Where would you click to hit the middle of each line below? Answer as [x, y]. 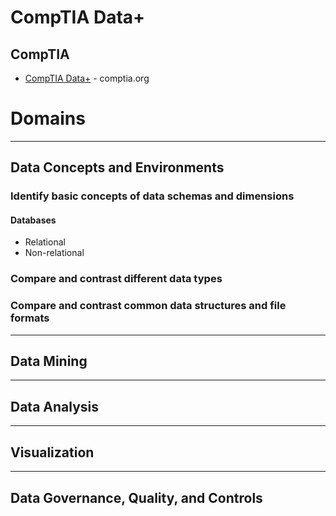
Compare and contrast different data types [116, 279]
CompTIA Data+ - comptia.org [87, 78]
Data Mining [49, 361]
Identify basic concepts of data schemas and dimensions [152, 196]
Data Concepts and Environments [117, 167]
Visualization [52, 452]
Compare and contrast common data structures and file [148, 306]
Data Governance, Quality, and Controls [136, 497]
